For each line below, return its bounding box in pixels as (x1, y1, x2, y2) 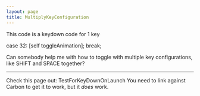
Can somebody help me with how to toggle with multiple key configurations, (6, 53, 193, 60)
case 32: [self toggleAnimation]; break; (6, 42, 102, 49)
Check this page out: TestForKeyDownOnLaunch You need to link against (6, 76, 186, 84)
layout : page (6, 8, 39, 15)
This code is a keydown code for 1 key (6, 30, 100, 37)
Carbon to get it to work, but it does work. (6, 83, 109, 90)
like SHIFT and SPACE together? (6, 60, 85, 67)
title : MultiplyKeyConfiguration (6, 14, 89, 20)
